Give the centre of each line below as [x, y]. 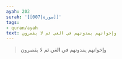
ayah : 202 [18, 11]
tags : [13, 22]
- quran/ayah [22, 28]
